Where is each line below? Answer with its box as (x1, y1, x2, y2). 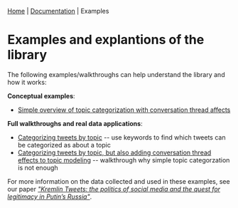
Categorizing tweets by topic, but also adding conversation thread (17, 148, 212, 157)
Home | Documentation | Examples (7, 7, 109, 15)
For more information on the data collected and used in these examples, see (7, 177, 230, 185)
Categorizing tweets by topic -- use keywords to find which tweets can (17, 132, 226, 142)
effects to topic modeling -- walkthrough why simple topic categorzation (17, 155, 230, 164)
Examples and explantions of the (7, 32, 205, 48)
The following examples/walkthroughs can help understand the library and (7, 70, 225, 78)
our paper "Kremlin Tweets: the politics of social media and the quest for (7, 184, 221, 193)
